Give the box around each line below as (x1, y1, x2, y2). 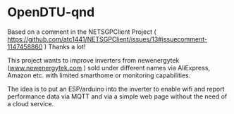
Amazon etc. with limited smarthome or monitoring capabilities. (7, 71, 191, 80)
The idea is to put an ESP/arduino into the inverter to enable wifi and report (7, 84, 225, 93)
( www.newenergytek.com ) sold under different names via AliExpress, (7, 63, 210, 72)
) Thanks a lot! (44, 42, 86, 51)
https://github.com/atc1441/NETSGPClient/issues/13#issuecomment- (7, 34, 208, 43)
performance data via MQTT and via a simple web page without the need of (7, 92, 228, 101)
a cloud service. (7, 99, 54, 108)
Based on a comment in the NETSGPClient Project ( (7, 27, 156, 36)
